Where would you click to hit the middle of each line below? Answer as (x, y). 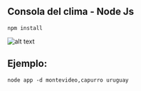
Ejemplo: (27, 64)
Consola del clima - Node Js (70, 12)
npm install (25, 28)
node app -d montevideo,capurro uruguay (68, 80)
